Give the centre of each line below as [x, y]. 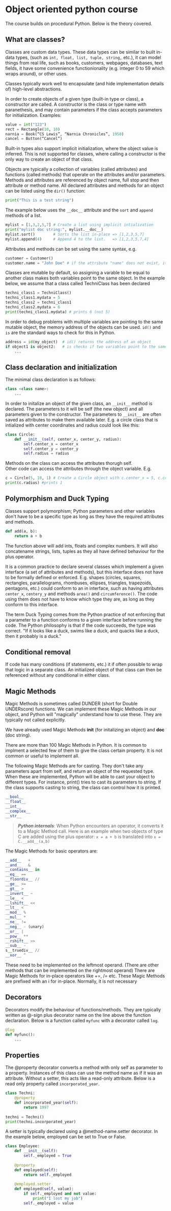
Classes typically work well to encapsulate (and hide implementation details [85, 83]
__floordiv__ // [22, 880]
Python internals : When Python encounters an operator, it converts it [91, 825]
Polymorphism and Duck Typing [57, 499]
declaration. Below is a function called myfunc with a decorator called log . [82, 1020]
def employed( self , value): [44, 1189]
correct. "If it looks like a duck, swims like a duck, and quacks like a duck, [82, 631]
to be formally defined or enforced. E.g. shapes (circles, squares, [73, 577]
